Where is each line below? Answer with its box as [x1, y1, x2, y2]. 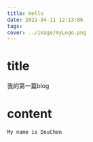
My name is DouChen [7, 129, 62, 136]
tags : [7, 23, 22, 29]
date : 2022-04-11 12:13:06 [7, 16, 83, 23]
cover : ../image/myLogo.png [7, 29, 87, 36]
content [7, 106, 52, 122]
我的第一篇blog [7, 82, 50, 90]
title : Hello [7, 10, 44, 17]
